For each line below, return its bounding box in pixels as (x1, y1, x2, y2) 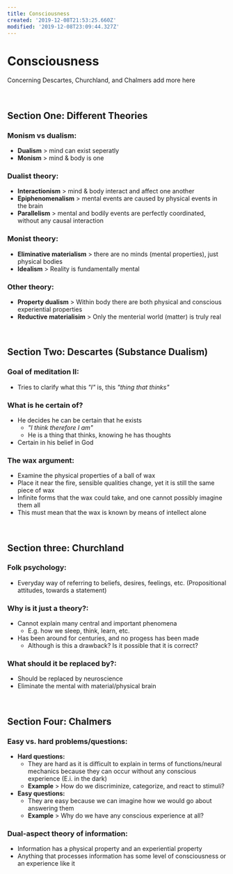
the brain (17, 202, 44, 210)
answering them (27, 804, 74, 813)
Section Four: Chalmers (7, 715, 112, 727)
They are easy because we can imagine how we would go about (27, 797, 212, 805)
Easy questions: (17, 789, 65, 797)
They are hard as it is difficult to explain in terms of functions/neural (27, 760, 223, 768)
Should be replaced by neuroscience (17, 674, 123, 683)
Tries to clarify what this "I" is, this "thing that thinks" (17, 383, 170, 391)
